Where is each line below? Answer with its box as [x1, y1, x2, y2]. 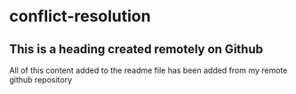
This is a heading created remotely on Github [9, 42, 264, 57]
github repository [9, 74, 73, 85]
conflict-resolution [9, 6, 151, 27]
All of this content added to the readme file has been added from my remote [9, 65, 288, 75]
